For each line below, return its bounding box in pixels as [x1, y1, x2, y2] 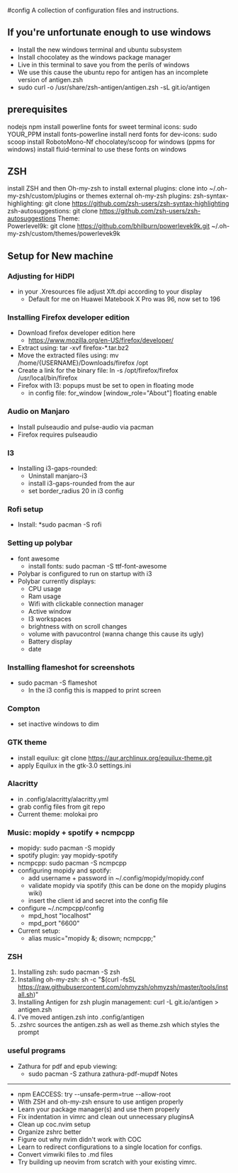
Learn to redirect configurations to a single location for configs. [17, 1143, 203, 1151]
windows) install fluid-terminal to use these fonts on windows [7, 145, 187, 153]
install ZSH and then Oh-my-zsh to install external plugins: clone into [7, 184, 208, 193]
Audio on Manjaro [7, 407, 70, 417]
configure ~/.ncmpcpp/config [17, 904, 104, 913]
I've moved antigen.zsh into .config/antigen [17, 1013, 145, 1021]
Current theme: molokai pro [17, 809, 98, 818]
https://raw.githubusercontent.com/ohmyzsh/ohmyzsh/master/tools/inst [17, 983, 229, 992]
